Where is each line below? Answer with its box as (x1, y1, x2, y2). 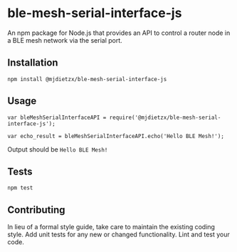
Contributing (7, 204, 65, 216)
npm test (7, 184, 33, 191)
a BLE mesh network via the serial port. (7, 36, 122, 44)
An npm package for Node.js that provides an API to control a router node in (7, 28, 231, 37)
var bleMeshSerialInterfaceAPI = (7, 114, 107, 121)
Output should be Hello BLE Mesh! (7, 145, 108, 154)
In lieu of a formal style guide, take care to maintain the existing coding (7, 223, 216, 231)
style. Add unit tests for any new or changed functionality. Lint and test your (7, 230, 230, 239)
